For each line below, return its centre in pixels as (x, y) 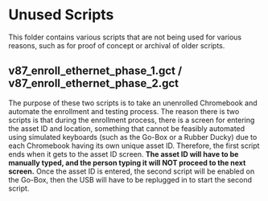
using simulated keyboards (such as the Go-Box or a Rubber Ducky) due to (133, 137)
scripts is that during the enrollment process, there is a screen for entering (132, 120)
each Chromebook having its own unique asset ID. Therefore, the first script (134, 146)
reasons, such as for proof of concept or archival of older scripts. (117, 45)
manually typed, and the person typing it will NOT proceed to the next (127, 162)
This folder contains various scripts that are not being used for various (125, 37)
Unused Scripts (61, 15)
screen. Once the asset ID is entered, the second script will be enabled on (132, 171)
